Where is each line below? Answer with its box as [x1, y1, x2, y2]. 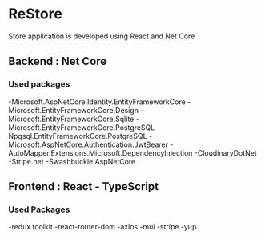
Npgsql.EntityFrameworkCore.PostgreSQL [8, 131, 147, 140]
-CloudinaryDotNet [194, 148, 258, 157]
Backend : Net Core [8, 55, 107, 68]
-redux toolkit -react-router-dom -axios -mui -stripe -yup [8, 222, 197, 232]
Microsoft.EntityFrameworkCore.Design [8, 105, 139, 115]
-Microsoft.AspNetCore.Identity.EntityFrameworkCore [8, 97, 186, 107]
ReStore [8, 5, 62, 23]
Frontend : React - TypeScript [8, 180, 159, 193]
